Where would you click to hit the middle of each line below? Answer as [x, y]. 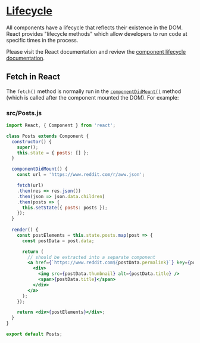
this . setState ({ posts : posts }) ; [65, 208]
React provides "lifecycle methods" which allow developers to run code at [97, 33]
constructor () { [32, 141]
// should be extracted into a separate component [92, 257]
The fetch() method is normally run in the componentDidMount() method [94, 91]
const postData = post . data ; [58, 241]
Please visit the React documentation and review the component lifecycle [96, 51]
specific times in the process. [42, 40]
